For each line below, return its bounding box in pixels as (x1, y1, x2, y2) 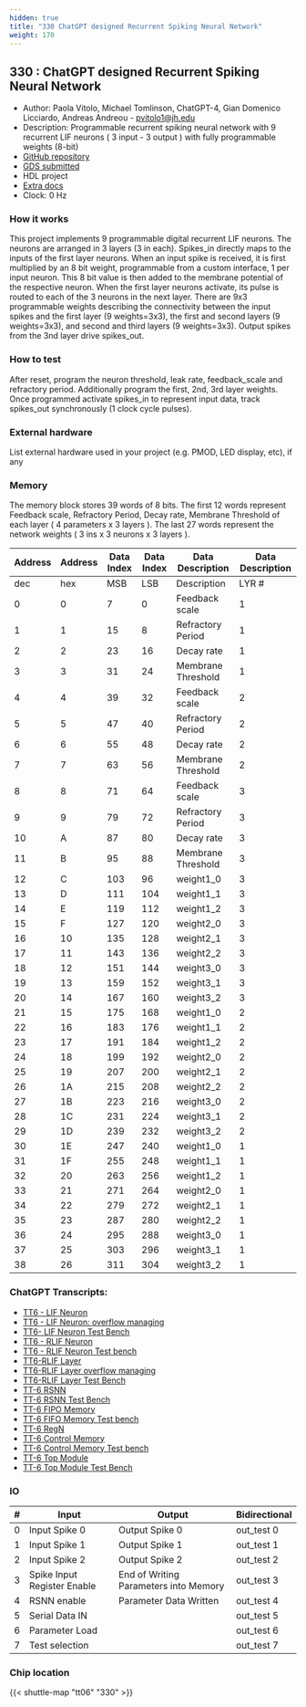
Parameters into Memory (117, 1579, 225, 1592)
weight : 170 (9, 30, 55, 39)
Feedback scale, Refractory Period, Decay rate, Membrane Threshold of (9, 509, 280, 520)
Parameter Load (28, 1624, 98, 1637)
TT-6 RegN (22, 1423, 65, 1434)
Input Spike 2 (28, 1553, 87, 1566)
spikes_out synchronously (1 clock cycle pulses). (9, 403, 192, 414)
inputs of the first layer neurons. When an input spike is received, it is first (9, 253, 286, 264)
